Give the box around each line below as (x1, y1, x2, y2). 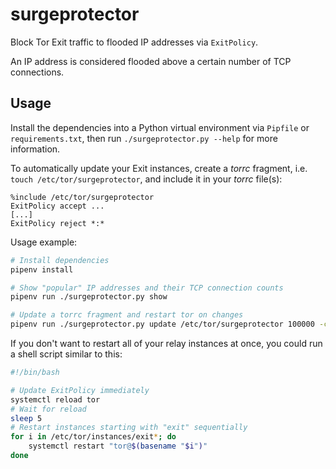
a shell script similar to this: (10, 348, 123, 360)
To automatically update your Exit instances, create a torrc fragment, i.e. (10, 162, 308, 174)
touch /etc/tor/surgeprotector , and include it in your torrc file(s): (10, 173, 283, 185)
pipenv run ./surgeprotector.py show (10, 292, 168, 302)
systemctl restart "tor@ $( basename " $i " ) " (28, 441, 208, 452)
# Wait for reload (10, 404, 87, 414)
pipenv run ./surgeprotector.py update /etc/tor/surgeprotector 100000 (10, 319, 315, 330)
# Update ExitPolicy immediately (10, 385, 150, 395)
